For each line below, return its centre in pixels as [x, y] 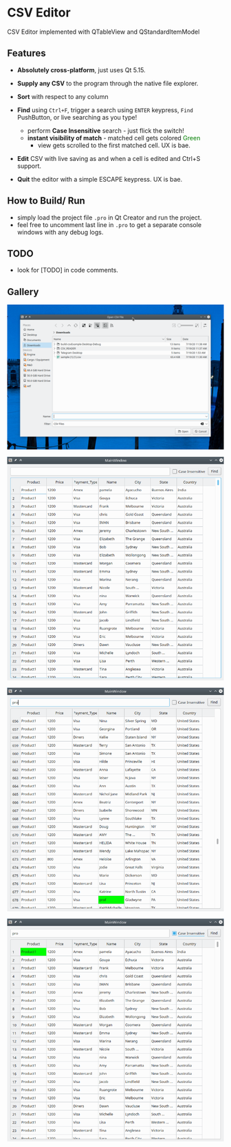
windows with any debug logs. [60, 232]
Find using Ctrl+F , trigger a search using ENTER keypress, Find [105, 110]
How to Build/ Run [46, 201]
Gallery [23, 291]
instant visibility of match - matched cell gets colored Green [114, 138]
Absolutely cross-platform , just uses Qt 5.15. [81, 69]
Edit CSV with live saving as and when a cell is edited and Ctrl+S [109, 158]
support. [29, 166]
